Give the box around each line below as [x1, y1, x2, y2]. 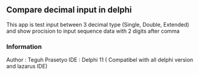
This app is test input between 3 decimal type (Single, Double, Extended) [6, 21, 190, 28]
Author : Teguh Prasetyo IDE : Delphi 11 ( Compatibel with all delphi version [6, 56, 194, 64]
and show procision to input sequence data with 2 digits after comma [6, 27, 180, 34]
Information [6, 42, 42, 51]
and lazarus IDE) [6, 63, 47, 70]
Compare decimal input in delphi [6, 5, 132, 15]
